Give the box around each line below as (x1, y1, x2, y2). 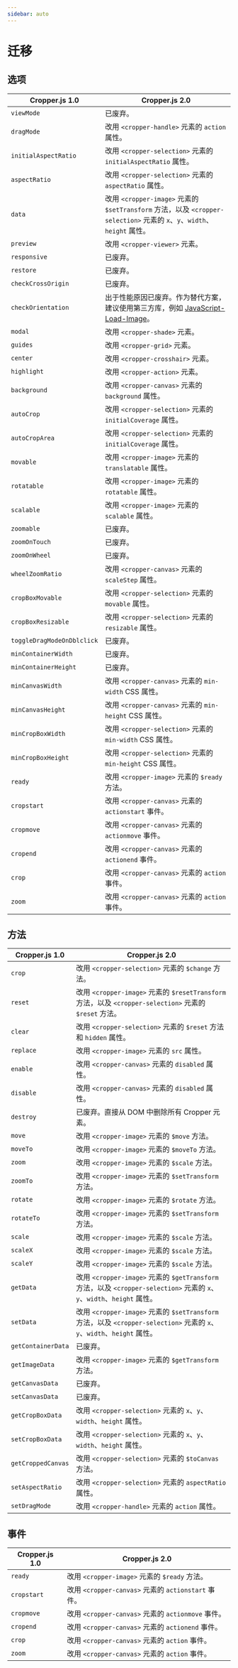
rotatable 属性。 (105, 487, 161, 497)
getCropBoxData (11, 1412, 62, 1419)
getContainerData (11, 1342, 69, 1350)
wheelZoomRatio (11, 570, 62, 578)
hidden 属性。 (84, 1033, 130, 1043)
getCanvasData (11, 1380, 59, 1387)
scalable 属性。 (105, 511, 158, 521)
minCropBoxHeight (11, 754, 69, 762)
